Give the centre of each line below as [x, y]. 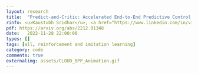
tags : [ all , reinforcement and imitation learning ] [71, 45]
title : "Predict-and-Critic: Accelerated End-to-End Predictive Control [99, 17]
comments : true [25, 55]
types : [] [18, 39]
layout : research [27, 11]
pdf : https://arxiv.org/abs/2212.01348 [55, 28]
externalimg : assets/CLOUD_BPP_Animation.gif [63, 61]
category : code [25, 50]
